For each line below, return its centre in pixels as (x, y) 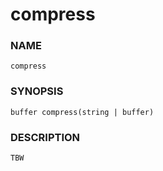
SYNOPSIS (37, 91)
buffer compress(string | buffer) (82, 112)
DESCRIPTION (45, 137)
